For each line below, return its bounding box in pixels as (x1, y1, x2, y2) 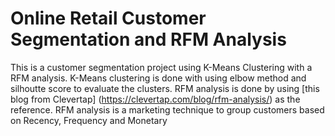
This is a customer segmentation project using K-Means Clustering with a (10, 61, 313, 73)
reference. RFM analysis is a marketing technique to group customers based (10, 103, 325, 116)
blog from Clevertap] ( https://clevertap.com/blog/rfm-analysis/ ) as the (10, 93, 301, 105)
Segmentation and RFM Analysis (10, 28, 287, 51)
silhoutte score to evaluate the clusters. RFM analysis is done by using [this (10, 82, 320, 94)
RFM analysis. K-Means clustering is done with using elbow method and (10, 72, 307, 84)
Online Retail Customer (10, 7, 207, 30)
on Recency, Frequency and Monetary (10, 114, 168, 126)
